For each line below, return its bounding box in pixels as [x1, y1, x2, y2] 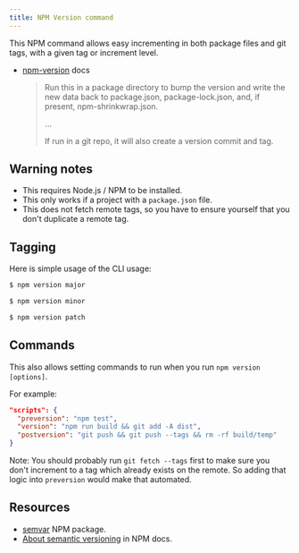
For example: [9, 388, 58, 399]
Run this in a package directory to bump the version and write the [44, 81, 286, 92]
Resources [9, 500, 71, 515]
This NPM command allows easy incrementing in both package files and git [9, 38, 287, 48]
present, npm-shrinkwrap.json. [44, 100, 159, 112]
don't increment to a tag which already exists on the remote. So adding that [9, 464, 287, 475]
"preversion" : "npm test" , [17, 413, 118, 423]
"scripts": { [9, 405, 58, 414]
